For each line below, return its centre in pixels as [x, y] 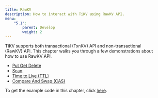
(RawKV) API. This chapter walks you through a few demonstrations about [79, 51]
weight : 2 [32, 32]
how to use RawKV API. [29, 56]
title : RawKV [18, 9]
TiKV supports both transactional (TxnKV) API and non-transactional [73, 46]
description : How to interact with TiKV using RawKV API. [65, 14]
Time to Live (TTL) [31, 76]
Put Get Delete [27, 65]
